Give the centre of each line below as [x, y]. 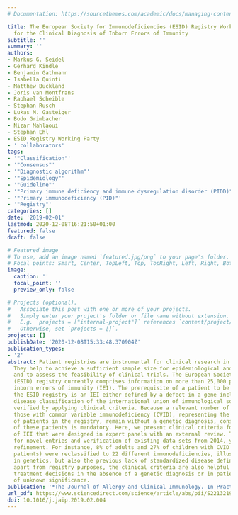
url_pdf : [20, 494]
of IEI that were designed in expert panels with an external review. [120, 434]
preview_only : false [44, 290]
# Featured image [33, 250]
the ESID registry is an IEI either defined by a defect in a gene [115, 395]
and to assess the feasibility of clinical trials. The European [112, 375]
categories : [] [30, 211]
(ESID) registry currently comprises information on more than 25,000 [120, 382]
